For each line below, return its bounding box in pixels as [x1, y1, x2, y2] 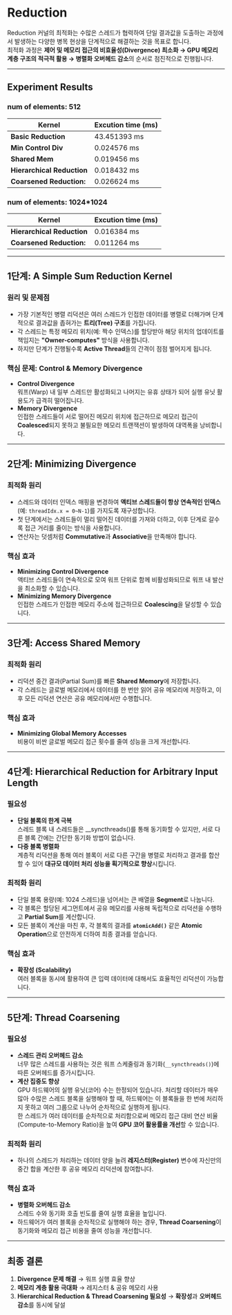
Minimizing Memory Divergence [17, 592, 112, 600]
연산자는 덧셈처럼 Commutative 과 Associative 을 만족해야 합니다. [17, 532, 197, 540]
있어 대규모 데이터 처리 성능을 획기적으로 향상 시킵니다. [32, 859, 177, 867]
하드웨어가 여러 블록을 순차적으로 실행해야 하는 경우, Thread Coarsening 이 [17, 1218, 222, 1227]
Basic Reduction [10, 131, 66, 141]
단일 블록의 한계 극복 [17, 816, 72, 825]
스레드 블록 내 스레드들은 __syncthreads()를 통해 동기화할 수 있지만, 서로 [17, 825, 213, 833]
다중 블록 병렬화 [17, 842, 60, 850]
